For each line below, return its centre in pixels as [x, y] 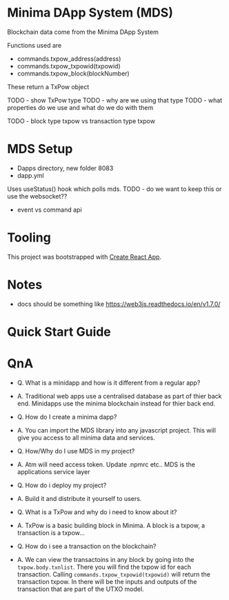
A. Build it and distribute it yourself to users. [79, 498]
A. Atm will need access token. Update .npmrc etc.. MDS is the [106, 464]
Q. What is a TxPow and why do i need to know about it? [97, 512]
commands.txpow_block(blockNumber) [73, 73]
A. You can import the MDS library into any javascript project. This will [116, 430]
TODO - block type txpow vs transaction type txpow [81, 121]
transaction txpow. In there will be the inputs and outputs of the [107, 581]
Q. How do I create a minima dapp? [67, 417]
